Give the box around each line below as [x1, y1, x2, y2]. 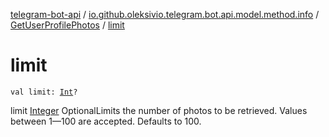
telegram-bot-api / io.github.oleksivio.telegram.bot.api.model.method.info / [10, 9, 320, 20]
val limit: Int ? [10, 87, 78, 97]
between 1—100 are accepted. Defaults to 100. [10, 115, 202, 127]
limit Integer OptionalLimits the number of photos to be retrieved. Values [10, 104, 308, 116]
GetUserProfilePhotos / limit [10, 19, 125, 31]
